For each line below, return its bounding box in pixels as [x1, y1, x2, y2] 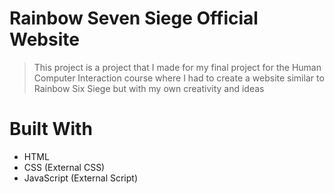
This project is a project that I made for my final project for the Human [33, 61, 322, 73]
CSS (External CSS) [23, 161, 106, 173]
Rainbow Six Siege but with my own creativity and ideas [33, 82, 265, 94]
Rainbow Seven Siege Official [9, 7, 259, 30]
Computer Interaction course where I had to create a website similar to [33, 72, 325, 84]
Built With [9, 118, 93, 141]
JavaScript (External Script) [23, 172, 139, 184]
